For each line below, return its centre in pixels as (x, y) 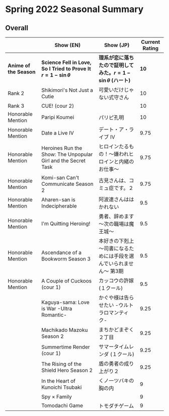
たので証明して (116, 65)
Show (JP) (117, 45)
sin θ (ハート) (115, 80)
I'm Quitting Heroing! (66, 224)
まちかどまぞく (116, 330)
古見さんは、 (114, 181)
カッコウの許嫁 (116, 281)
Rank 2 (16, 93)
